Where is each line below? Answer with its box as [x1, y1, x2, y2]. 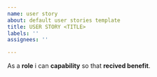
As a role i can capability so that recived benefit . [7, 62, 151, 70]
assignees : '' [7, 36, 49, 43]
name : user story [7, 10, 58, 17]
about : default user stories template [7, 17, 121, 24]
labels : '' [7, 29, 39, 37]
